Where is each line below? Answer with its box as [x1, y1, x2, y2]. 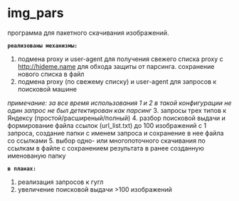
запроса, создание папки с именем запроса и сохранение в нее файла [7, 129, 224, 137]
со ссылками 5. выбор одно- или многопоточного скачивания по [7, 136, 206, 145]
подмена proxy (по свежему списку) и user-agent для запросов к [17, 77, 217, 86]
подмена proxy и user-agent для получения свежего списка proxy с [17, 55, 224, 63]
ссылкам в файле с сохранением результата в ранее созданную [7, 143, 205, 152]
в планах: [7, 165, 37, 172]
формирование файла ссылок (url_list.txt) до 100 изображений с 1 [7, 121, 207, 129]
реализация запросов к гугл [17, 178, 104, 186]
